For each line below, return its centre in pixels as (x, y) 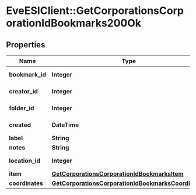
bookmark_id (28, 74)
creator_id (23, 91)
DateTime (65, 125)
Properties (26, 45)
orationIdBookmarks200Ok (74, 23)
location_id (25, 161)
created (20, 125)
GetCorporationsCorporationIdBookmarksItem (118, 174)
